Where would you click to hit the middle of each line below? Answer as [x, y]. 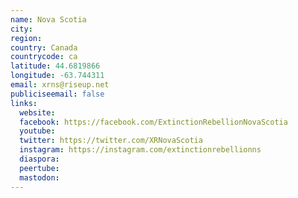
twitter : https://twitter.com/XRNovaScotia [111, 141]
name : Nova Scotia [48, 19]
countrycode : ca [44, 57]
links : [24, 103]
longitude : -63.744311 [57, 76]
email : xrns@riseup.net [60, 85]
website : [37, 112]
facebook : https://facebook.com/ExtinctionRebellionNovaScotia [153, 122]
